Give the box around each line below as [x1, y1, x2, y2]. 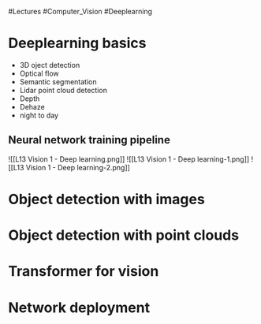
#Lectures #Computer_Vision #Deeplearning [8, 7, 152, 16]
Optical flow [19, 69, 59, 78]
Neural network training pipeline [8, 133, 171, 147]
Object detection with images [8, 190, 205, 208]
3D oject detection [19, 60, 80, 69]
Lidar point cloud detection [19, 85, 108, 95]
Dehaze [19, 102, 45, 111]
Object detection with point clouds [8, 226, 239, 244]
